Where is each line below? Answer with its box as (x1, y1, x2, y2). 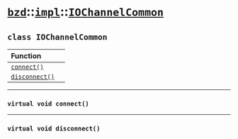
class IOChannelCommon (7, 32, 108, 42)
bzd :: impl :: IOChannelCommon (7, 4, 164, 20)
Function (11, 51, 42, 60)
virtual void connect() (7, 99, 90, 108)
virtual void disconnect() (7, 125, 101, 133)
